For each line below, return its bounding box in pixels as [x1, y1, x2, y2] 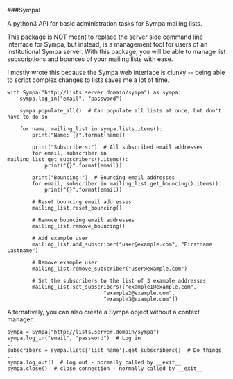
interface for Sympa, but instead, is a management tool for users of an [7, 40, 208, 48]
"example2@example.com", [103, 289, 175, 296]
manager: [7, 315, 35, 323]
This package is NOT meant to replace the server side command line [7, 33, 203, 41]
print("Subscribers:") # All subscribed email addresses [32, 144, 203, 151]
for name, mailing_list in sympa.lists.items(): [19, 126, 163, 133]
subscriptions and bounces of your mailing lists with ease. [7, 55, 173, 63]
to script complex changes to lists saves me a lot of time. [7, 76, 170, 84]
